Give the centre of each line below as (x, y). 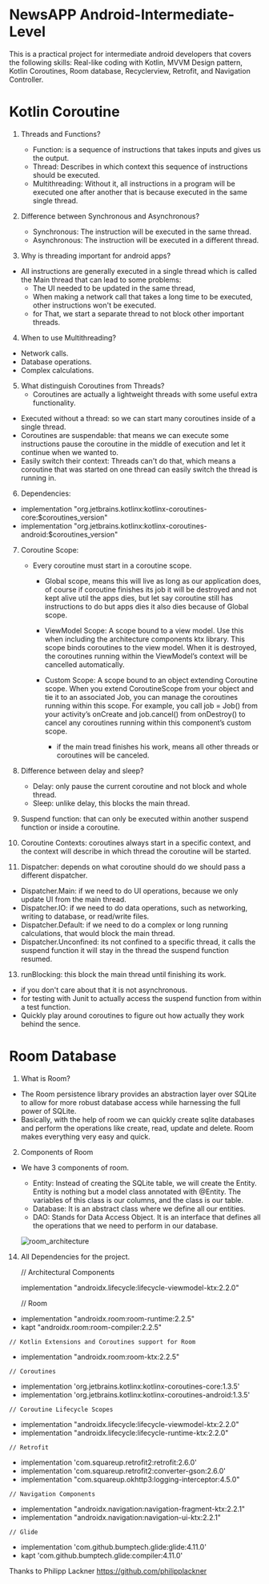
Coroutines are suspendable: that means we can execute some (124, 435)
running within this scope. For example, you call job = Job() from (151, 706)
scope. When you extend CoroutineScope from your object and (149, 688)
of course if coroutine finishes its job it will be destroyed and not (151, 589)
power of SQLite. (48, 1111)
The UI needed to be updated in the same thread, (114, 288)
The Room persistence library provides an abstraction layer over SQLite (139, 1094)
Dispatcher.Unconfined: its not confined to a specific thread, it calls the (138, 942)
